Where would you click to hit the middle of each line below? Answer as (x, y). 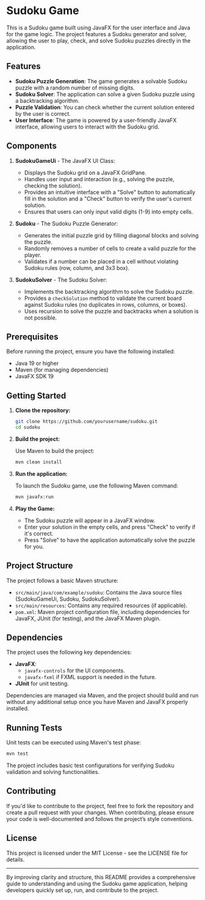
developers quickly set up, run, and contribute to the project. (83, 890)
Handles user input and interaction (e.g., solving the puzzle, (99, 179)
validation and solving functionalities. (53, 772)
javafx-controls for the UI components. (74, 670)
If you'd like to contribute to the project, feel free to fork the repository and (100, 806)
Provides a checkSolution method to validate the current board (103, 298)
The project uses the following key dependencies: (69, 652)
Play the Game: (35, 508)
